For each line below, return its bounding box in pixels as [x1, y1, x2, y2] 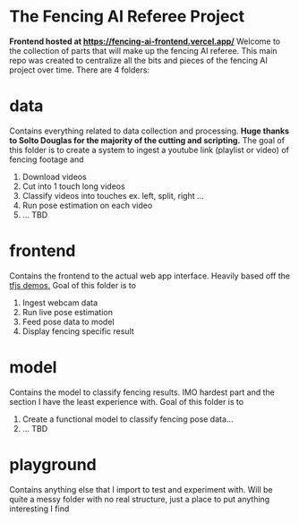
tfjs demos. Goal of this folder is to [9, 279, 137, 290]
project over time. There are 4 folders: [9, 64, 150, 75]
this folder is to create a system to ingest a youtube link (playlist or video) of [9, 144, 289, 155]
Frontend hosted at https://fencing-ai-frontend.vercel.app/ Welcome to [9, 36, 281, 47]
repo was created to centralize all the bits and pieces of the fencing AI [9, 55, 269, 65]
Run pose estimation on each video [21, 200, 153, 210]
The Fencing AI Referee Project [9, 6, 245, 27]
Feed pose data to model [21, 316, 115, 327]
